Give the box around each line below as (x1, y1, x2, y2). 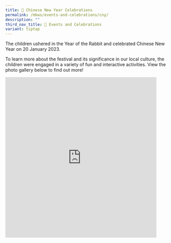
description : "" (5, 17, 40, 22)
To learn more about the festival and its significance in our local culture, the (5, 56, 165, 62)
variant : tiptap (5, 27, 40, 32)
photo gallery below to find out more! (5, 67, 83, 73)
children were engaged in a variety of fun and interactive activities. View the (5, 62, 166, 68)
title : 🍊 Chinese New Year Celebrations (5, 7, 93, 13)
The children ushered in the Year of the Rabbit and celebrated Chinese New (5, 40, 165, 47)
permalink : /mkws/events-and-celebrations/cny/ (5, 12, 109, 17)
